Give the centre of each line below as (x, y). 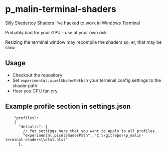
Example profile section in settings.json (68, 107)
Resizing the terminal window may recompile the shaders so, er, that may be (83, 42)
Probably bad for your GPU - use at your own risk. (57, 32)
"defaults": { (33, 127)
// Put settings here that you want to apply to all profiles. (90, 131)
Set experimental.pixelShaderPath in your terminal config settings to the (86, 80)
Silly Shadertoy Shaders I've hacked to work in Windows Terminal (73, 23)
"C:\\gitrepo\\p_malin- (119, 135)
